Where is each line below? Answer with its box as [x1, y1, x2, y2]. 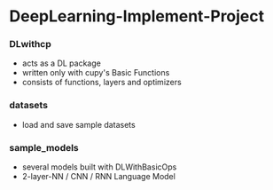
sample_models [9, 141, 80, 154]
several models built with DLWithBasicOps [21, 162, 177, 172]
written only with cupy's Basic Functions [21, 67, 170, 78]
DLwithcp [9, 38, 51, 51]
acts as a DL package [21, 58, 102, 68]
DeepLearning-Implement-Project [9, 6, 265, 27]
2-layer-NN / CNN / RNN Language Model [21, 171, 175, 182]
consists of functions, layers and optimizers [21, 77, 182, 88]
